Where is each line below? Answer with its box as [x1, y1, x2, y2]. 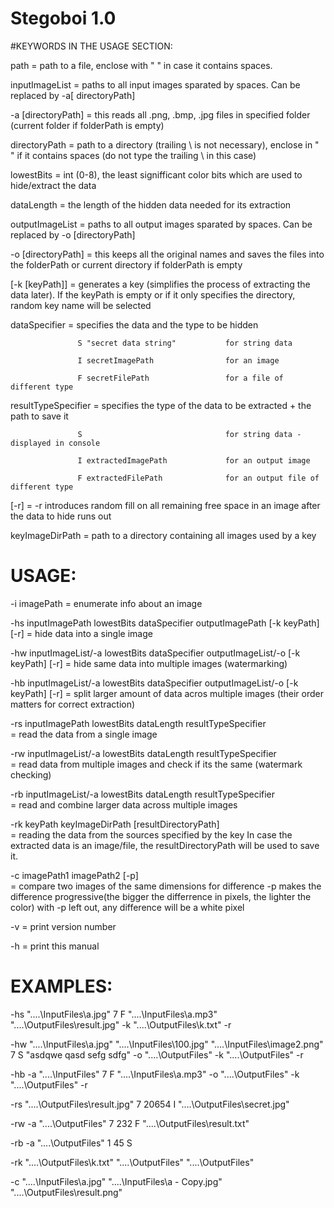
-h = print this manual [10, 940, 100, 952]
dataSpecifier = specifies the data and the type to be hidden [10, 318, 259, 331]
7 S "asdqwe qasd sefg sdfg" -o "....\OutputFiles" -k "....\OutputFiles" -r [10, 1048, 304, 1061]
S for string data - [77, 429, 302, 439]
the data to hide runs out [10, 510, 112, 522]
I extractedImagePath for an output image [77, 455, 311, 466]
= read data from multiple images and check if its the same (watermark [10, 758, 303, 770]
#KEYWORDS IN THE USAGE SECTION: [10, 40, 173, 52]
